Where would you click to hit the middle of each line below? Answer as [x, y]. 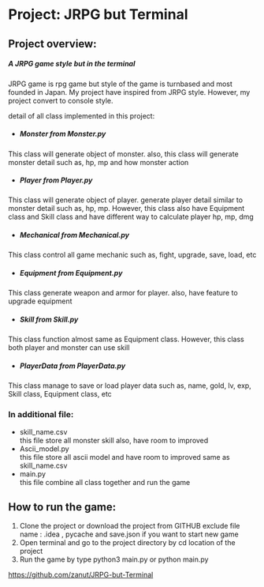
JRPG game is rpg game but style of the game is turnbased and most [120, 84]
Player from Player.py [56, 180]
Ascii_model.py [44, 449]
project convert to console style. [61, 100]
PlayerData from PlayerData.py [73, 366]
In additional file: [41, 415]
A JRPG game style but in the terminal [72, 64]
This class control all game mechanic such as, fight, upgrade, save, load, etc [132, 255]
